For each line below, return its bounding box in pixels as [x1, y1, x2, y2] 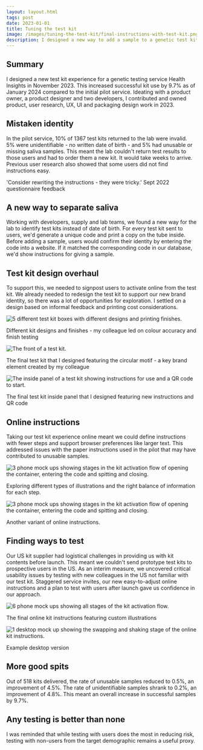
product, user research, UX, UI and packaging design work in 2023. [6, 101, 175, 108]
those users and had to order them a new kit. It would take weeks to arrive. [6, 154, 193, 161]
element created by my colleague [6, 364, 89, 371]
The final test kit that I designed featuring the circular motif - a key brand [6, 357, 187, 364]
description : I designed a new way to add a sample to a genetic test [6, 37, 188, 43]
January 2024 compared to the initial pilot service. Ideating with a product [6, 88, 191, 96]
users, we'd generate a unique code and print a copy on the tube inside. [6, 231, 186, 239]
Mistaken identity [6, 119, 74, 129]
